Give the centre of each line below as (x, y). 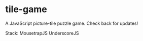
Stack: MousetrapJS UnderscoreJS (42, 33)
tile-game (26, 9)
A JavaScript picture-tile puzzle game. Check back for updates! (72, 23)
